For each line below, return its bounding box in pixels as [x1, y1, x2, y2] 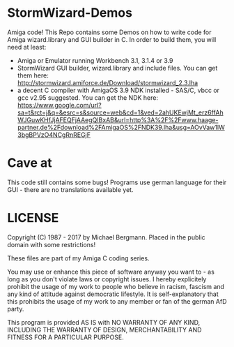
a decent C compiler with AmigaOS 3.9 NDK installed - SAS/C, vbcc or [17, 86, 220, 94]
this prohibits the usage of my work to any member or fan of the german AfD [7, 297, 228, 305]
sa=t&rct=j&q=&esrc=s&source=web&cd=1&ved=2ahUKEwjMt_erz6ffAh [17, 108, 224, 117]
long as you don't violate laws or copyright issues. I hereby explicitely [7, 274, 207, 283]
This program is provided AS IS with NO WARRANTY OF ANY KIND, [7, 318, 201, 326]
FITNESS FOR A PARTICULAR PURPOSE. [7, 333, 124, 341]
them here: [17, 71, 49, 80]
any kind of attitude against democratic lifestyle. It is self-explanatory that [7, 290, 219, 298]
